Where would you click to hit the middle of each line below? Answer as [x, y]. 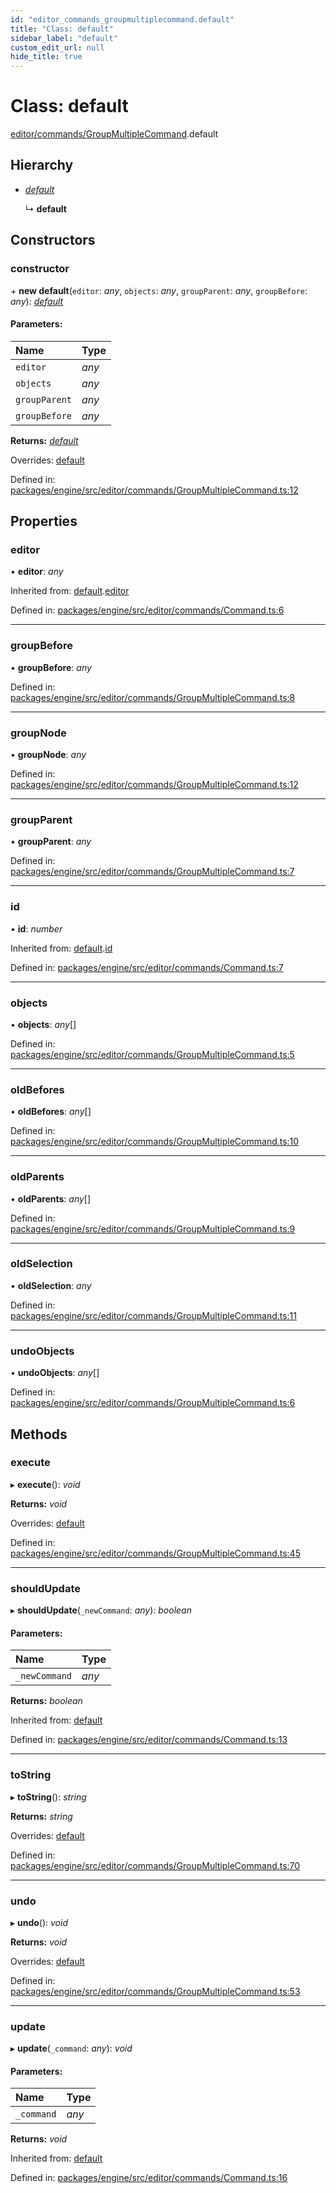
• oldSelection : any [51, 1285]
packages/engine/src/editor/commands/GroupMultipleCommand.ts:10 [155, 1142]
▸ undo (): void [39, 1922]
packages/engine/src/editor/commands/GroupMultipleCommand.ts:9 [153, 1228]
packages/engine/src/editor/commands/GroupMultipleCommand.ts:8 [153, 697]
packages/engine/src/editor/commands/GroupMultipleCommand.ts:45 [155, 1553]
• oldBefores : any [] [51, 1112]
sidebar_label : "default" [64, 38]
